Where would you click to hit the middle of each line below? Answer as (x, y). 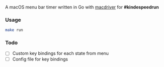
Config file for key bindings (40, 59)
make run (14, 30)
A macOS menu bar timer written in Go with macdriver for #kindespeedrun (82, 7)
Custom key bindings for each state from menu (61, 53)
